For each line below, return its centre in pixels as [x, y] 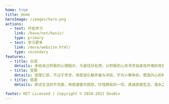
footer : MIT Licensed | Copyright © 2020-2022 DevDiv [63, 93]
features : [16, 57]
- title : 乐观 [24, 61]
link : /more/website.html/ [43, 47]
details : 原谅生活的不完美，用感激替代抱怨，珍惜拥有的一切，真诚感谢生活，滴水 [88, 84]
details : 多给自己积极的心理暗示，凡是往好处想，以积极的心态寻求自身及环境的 [86, 66]
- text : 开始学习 [26, 29]
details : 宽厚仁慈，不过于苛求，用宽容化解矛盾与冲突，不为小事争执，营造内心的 [88, 75]
